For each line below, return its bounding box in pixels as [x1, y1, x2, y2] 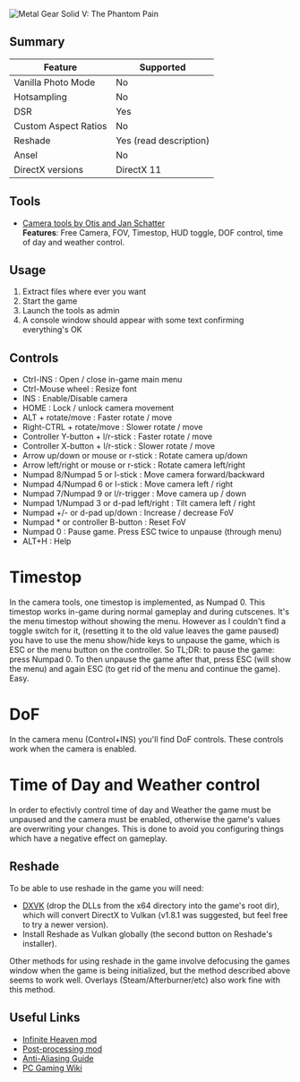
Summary [9, 34, 65, 49]
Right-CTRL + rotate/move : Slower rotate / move [21, 422, 203, 433]
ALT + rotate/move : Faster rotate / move [21, 412, 173, 423]
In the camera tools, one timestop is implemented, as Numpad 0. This [9, 597, 266, 608]
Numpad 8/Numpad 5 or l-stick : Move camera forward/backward [21, 469, 266, 480]
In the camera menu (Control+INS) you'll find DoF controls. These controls [9, 734, 284, 745]
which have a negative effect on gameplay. [9, 833, 167, 844]
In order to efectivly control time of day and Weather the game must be [9, 804, 271, 815]
